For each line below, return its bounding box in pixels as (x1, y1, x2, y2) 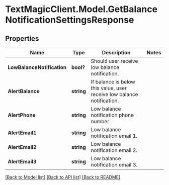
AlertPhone (8, 112, 36, 119)
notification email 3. (91, 161, 138, 168)
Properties (5, 34, 39, 43)
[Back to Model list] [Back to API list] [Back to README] (5, 174, 121, 180)
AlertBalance (8, 88, 40, 95)
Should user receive (91, 58, 138, 64)
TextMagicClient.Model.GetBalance (5, 4, 157, 15)
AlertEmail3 (8, 158, 37, 165)
